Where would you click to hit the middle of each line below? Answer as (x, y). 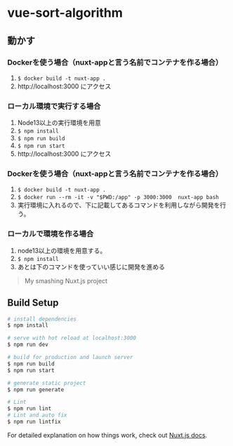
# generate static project (47, 383)
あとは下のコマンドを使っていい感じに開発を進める (91, 266)
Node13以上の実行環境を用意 (59, 123)
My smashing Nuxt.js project (66, 281)
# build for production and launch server (70, 358)
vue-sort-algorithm (65, 13)
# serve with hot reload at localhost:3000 (72, 338)
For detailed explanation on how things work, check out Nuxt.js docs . (107, 435)
